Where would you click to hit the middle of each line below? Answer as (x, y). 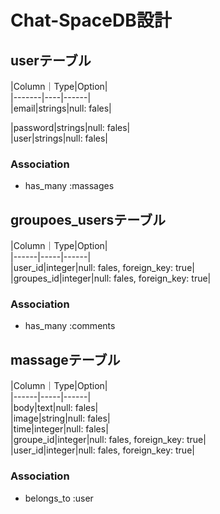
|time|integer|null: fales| (59, 429)
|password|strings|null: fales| (70, 127)
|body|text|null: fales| (54, 408)
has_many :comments (70, 326)
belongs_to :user (59, 498)
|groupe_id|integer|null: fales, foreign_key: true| (108, 440)
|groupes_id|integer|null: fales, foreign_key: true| (111, 278)
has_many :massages (69, 186)
